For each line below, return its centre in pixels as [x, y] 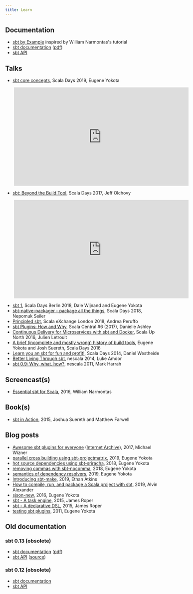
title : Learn [19, 10]
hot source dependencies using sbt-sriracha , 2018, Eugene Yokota [81, 463]
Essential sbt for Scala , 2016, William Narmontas [62, 392]
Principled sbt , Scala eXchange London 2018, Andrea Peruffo [75, 321]
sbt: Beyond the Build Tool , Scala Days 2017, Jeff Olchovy [72, 193]
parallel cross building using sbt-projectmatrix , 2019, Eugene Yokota [83, 457]
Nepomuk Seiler [29, 316]
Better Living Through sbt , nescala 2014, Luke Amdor [67, 358]
